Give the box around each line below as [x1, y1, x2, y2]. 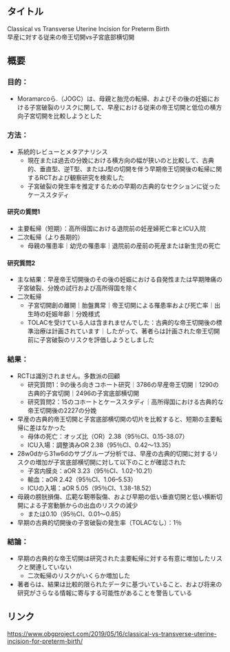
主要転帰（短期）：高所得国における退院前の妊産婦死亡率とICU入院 [17, 224, 207, 233]
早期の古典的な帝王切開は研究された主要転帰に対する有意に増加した [17, 554, 211, 562]
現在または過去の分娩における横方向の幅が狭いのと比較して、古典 [27, 156, 215, 164]
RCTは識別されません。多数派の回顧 [17, 371, 121, 380]
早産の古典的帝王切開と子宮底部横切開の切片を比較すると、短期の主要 [17, 415, 217, 423]
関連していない [29, 562, 72, 571]
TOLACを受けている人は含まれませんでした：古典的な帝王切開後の [27, 319, 217, 327]
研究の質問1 [7, 208, 41, 216]
